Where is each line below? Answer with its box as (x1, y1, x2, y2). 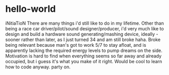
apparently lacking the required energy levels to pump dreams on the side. (5, 47, 163, 53)
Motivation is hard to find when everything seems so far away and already (5, 52, 162, 59)
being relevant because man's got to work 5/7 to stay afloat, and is (5, 42, 146, 48)
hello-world (5, 3, 56, 15)
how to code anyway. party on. (5, 64, 71, 70)
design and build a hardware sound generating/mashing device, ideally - (5, 31, 159, 37)
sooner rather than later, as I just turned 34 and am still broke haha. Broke (5, 36, 161, 43)
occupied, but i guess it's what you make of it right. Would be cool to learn (5, 58, 162, 64)
